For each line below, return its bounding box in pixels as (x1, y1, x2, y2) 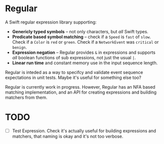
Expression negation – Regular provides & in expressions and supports (12, 49, 156, 55)
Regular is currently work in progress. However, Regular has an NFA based (5, 84, 156, 90)
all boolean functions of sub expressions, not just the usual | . (12, 54, 136, 60)
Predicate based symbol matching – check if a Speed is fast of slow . (12, 34, 151, 40)
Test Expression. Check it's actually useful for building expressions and (12, 128, 156, 134)
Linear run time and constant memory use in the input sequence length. (12, 60, 158, 66)
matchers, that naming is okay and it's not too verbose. (12, 133, 123, 139)
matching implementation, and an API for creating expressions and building (5, 89, 157, 95)
